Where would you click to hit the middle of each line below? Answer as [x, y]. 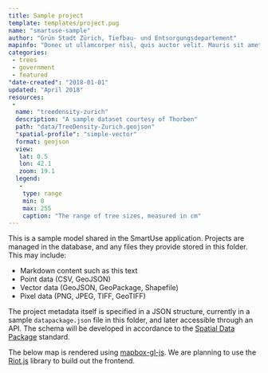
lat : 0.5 [33, 156]
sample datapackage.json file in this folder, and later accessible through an [131, 320]
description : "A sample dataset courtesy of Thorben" [106, 120]
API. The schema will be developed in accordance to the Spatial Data [122, 328]
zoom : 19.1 [37, 171]
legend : [28, 179]
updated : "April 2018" [46, 90]
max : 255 [37, 208]
